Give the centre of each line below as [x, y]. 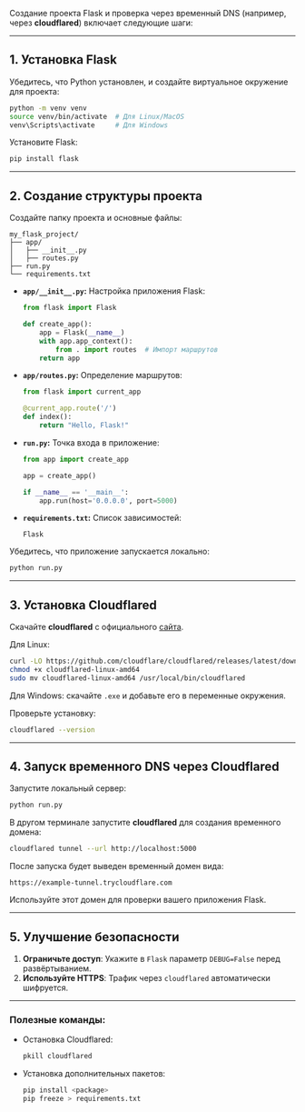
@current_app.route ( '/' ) [69, 408]
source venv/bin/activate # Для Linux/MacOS [97, 116]
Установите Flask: [44, 142]
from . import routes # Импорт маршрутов [137, 349]
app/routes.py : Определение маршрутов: [103, 376]
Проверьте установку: [53, 713]
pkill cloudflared [57, 1057]
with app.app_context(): [86, 341]
